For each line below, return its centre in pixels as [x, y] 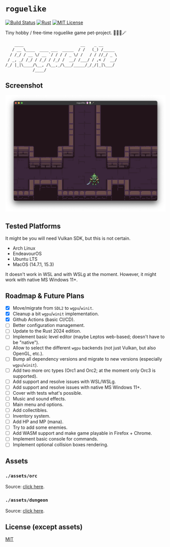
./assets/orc [21, 476]
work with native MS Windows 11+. [41, 280]
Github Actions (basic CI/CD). [44, 320]
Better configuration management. [49, 325]
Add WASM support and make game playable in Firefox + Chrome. [82, 433]
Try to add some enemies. [40, 427]
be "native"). [26, 343]
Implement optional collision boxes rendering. [60, 445]
